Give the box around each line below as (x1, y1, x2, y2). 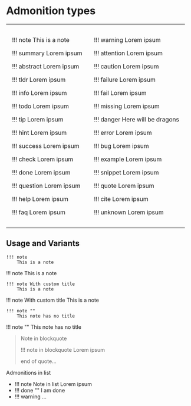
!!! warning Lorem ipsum (94, 35, 161, 44)
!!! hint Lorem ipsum (12, 128, 67, 137)
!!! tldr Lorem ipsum (12, 75, 66, 84)
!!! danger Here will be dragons (94, 115, 180, 123)
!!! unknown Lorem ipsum (94, 208, 164, 216)
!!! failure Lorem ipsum (94, 75, 156, 84)
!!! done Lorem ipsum (12, 168, 71, 176)
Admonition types (6, 4, 96, 18)
